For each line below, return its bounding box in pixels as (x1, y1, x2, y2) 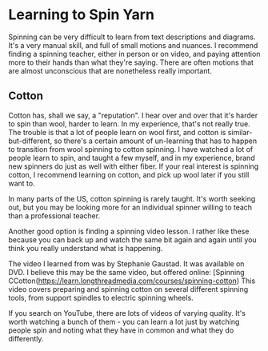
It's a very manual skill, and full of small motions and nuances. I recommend (8, 40, 258, 50)
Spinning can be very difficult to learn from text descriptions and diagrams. (8, 32, 256, 42)
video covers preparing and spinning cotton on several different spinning (8, 284, 249, 293)
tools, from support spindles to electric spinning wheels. (8, 293, 194, 302)
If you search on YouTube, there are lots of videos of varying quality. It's (8, 308, 246, 317)
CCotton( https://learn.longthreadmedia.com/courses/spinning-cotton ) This (8, 276, 256, 285)
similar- (227, 127, 253, 137)
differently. (8, 333, 44, 343)
